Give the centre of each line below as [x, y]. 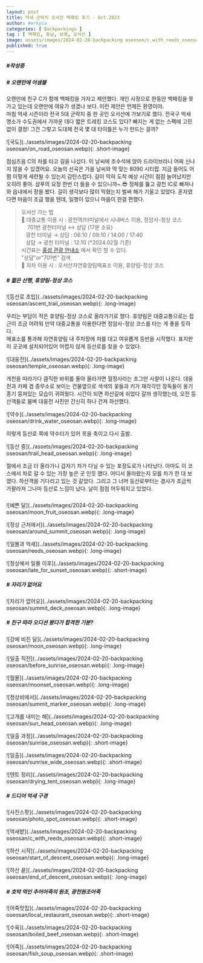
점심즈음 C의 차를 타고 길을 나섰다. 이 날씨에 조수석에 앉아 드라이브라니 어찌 [95, 161]
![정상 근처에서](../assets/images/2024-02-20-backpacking [79, 524]
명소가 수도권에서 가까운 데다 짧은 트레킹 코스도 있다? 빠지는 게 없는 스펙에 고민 [99, 121]
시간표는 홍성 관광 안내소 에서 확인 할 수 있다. [74, 250]
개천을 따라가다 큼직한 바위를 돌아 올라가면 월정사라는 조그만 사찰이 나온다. [94, 379]
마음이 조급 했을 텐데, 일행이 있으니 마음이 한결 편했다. [81, 199]
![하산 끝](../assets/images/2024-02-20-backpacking [72, 870]
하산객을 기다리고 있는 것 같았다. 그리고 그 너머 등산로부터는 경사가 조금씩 [105, 481]
